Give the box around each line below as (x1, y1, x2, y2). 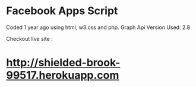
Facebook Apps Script (6, 4, 118, 18)
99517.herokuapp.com (6, 69, 119, 82)
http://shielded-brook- (6, 56, 121, 69)
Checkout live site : (6, 35, 53, 42)
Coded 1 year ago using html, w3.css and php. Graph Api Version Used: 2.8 (6, 24, 191, 31)
